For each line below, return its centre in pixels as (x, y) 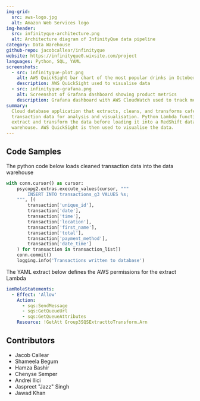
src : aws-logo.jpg (35, 17)
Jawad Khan (30, 393)
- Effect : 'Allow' (35, 295)
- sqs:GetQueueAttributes (54, 317)
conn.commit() (34, 255)
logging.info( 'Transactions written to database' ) (81, 261)
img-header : (21, 28)
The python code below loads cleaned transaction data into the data (90, 166)
